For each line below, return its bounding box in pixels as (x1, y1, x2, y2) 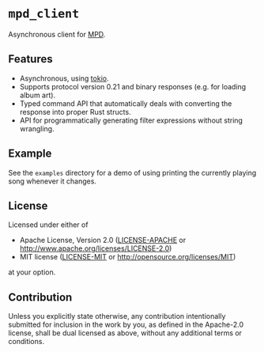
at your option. (8, 267, 56, 277)
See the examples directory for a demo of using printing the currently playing (8, 168, 257, 177)
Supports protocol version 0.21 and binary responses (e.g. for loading (19, 81, 247, 91)
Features (8, 52, 53, 66)
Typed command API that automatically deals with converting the (19, 98, 232, 108)
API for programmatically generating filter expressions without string (19, 115, 243, 125)
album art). (19, 90, 56, 100)
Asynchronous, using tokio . (19, 74, 109, 83)
